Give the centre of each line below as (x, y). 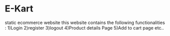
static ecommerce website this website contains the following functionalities (85, 22)
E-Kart (19, 9)
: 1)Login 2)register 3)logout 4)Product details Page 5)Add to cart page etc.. (84, 27)
